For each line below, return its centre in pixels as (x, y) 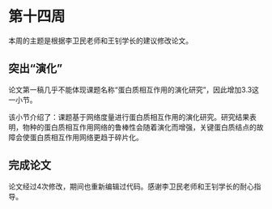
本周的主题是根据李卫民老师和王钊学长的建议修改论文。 (100, 41)
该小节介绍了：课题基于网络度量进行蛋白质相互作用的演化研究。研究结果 (129, 117)
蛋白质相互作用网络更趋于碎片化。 (86, 137)
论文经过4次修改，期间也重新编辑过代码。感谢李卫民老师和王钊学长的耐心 (132, 186)
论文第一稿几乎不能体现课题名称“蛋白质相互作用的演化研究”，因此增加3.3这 (134, 89)
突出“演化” (36, 68)
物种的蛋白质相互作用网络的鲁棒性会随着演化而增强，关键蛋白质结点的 (139, 127)
